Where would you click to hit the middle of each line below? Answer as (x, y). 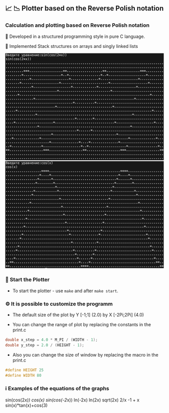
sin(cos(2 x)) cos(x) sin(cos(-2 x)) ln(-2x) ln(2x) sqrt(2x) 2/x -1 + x (72, 400)
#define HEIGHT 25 (24, 370)
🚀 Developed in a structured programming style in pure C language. (75, 36)
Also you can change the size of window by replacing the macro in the (85, 354)
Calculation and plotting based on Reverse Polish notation (77, 25)
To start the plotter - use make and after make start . (65, 291)
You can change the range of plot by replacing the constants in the (82, 324)
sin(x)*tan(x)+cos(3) (26, 405)
